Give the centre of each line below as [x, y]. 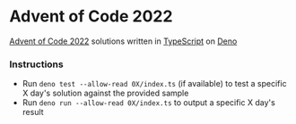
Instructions [37, 64]
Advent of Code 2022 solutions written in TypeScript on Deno [123, 41]
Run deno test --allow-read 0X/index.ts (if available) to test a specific [154, 84]
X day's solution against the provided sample [105, 93]
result [33, 112]
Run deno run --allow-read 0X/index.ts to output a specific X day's [148, 103]
